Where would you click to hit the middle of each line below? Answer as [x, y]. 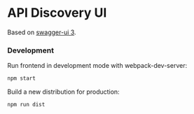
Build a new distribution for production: [64, 92]
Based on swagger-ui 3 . [42, 32]
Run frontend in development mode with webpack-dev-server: [97, 66]
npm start [22, 78]
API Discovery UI [57, 13]
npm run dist [26, 105]
